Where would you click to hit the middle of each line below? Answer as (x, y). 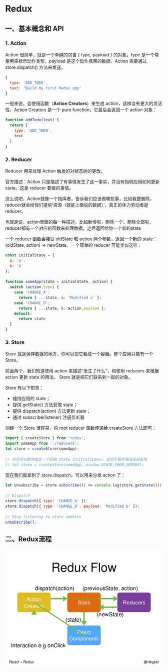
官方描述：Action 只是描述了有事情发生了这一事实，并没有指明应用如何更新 (82, 181)
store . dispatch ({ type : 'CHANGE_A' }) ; (47, 501)
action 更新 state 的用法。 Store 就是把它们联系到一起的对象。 (69, 377)
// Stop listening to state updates (43, 517)
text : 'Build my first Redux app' (45, 88)
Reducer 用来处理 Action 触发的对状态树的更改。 (55, 171)
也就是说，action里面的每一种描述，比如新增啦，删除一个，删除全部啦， (79, 222)
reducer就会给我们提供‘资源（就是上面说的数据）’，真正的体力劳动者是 (77, 205)
